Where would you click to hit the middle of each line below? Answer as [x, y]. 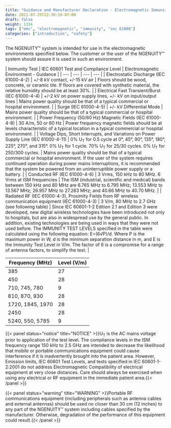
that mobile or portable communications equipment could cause [73, 351]
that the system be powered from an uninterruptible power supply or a [79, 169]
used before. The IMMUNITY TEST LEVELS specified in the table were [79, 228]
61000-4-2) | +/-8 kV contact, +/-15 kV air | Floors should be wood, [76, 80]
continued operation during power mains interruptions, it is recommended [83, 163]
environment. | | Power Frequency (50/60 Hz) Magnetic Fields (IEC [75, 117]
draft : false [19, 19]
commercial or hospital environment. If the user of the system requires [79, 158]
